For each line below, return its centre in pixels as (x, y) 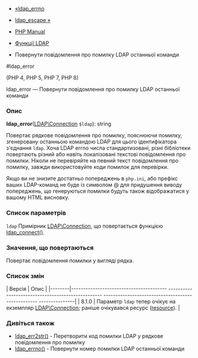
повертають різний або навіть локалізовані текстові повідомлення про (96, 155)
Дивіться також (30, 324)
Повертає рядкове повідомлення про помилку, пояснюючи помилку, (94, 136)
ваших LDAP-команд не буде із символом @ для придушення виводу (94, 185)
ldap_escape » (32, 20)
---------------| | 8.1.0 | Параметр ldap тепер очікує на (107, 302)
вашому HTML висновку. (38, 197)
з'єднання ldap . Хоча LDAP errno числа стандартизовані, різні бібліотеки (98, 148)
